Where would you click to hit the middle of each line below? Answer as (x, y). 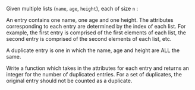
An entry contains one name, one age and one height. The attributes (90, 20)
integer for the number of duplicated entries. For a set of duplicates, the (94, 74)
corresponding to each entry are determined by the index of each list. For (96, 26)
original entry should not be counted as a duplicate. (69, 81)
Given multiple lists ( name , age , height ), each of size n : (72, 9)
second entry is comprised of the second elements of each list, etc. (89, 39)
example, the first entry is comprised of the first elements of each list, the (96, 33)
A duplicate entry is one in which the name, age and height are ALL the (93, 50)
